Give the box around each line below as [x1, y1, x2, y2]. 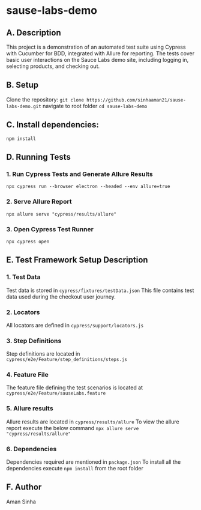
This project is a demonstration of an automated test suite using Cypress [6, 43, 186, 50]
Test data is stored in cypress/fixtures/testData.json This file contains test [6, 287, 194, 294]
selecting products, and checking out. [6, 62, 100, 70]
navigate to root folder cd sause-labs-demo [43, 102, 148, 109]
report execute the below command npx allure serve [6, 424, 139, 431]
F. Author [6, 482, 42, 493]
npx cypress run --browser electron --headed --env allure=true [6, 184, 170, 190]
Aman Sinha [6, 498, 36, 505]
